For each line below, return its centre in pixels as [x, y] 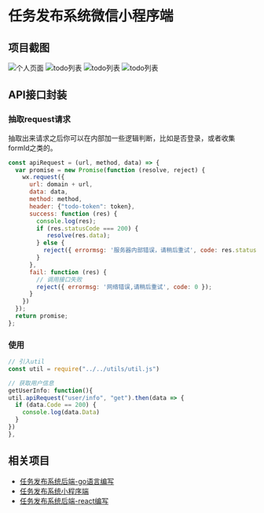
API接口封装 [38, 95]
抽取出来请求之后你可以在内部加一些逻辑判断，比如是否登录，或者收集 [122, 137]
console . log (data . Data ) [61, 412]
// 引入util [26, 362]
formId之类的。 [33, 148]
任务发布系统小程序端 [54, 491]
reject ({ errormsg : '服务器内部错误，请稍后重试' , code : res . [139, 251]
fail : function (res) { [68, 272]
